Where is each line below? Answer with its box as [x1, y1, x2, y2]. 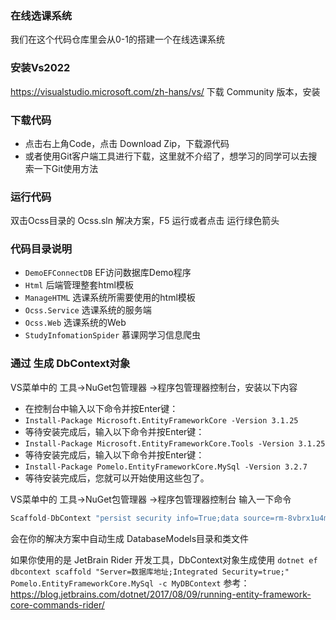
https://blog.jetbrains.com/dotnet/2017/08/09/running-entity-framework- [10, 588, 312, 600]
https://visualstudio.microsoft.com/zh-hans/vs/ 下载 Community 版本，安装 [10, 85, 321, 97]
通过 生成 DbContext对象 [10, 357, 131, 371]
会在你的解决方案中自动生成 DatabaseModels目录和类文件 [10, 532, 250, 544]
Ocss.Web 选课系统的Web [24, 317, 127, 329]
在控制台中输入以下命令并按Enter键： [24, 402, 179, 414]
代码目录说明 [10, 242, 73, 256]
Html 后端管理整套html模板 [24, 279, 134, 291]
